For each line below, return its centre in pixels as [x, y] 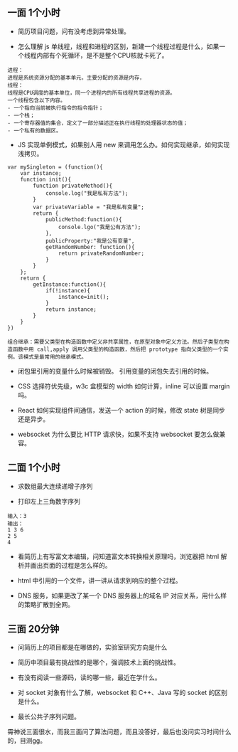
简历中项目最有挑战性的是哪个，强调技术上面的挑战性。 [98, 662]
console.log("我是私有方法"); [87, 193]
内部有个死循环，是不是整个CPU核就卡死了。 [102, 55]
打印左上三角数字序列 [49, 501]
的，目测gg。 [27, 741]
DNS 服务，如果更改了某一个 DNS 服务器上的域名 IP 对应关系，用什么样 [122, 595]
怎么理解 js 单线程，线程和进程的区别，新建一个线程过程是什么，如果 [118, 46]
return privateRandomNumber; [101, 253]
